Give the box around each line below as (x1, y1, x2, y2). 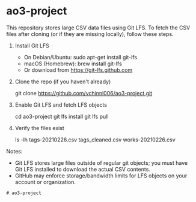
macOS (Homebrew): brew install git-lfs (23, 60, 122, 67)
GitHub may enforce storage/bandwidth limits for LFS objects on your (14, 172, 188, 179)
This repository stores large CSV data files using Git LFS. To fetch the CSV (6, 24, 191, 31)
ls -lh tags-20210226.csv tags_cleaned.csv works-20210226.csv (14, 136, 176, 143)
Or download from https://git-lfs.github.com (23, 66, 133, 73)
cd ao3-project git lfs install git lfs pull (14, 113, 109, 120)
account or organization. (14, 178, 76, 185)
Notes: (6, 147, 23, 155)
